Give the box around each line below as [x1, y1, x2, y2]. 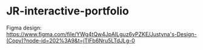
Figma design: [6, 24, 42, 31]
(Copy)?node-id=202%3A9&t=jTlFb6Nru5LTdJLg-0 [6, 37, 135, 44]
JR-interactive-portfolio [6, 4, 129, 18]
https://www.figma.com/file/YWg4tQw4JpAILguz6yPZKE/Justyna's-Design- [6, 30, 197, 37]
